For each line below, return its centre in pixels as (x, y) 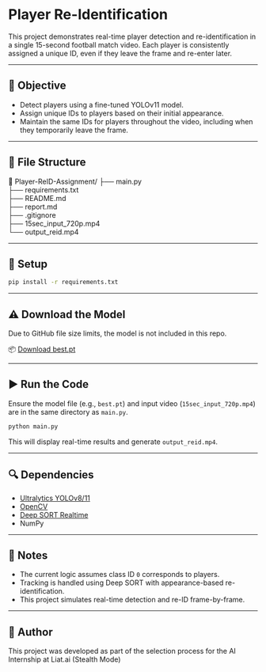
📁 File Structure (47, 163)
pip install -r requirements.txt (63, 283)
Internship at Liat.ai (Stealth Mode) (65, 659)
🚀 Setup (28, 264)
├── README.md (37, 198)
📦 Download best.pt (42, 349)
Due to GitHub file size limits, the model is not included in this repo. (118, 333)
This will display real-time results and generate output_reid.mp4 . (113, 442)
